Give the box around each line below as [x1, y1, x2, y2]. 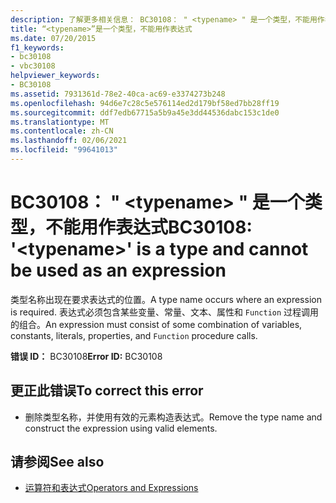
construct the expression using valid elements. [24, 422, 218, 434]
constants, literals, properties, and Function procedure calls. [10, 329, 258, 341]
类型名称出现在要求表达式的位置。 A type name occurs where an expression [10, 293, 322, 305]
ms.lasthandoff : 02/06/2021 [10, 136, 128, 146]
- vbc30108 [10, 61, 56, 71]
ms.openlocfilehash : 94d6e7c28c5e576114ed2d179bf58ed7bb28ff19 [10, 98, 280, 108]
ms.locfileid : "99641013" [10, 145, 118, 155]
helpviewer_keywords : [10, 71, 101, 81]
